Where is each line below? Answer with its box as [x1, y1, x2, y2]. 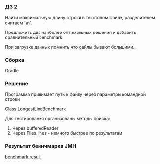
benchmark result [5, 154, 41, 160]
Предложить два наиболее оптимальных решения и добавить [5, 30, 137, 35]
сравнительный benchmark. [5, 34, 64, 40]
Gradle [5, 67, 19, 73]
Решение [5, 80, 29, 87]
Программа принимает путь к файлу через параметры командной [5, 91, 146, 97]
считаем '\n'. [5, 20, 32, 26]
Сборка [5, 57, 25, 64]
